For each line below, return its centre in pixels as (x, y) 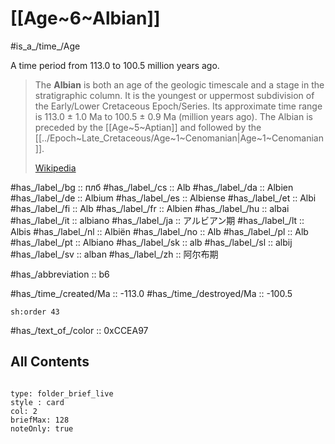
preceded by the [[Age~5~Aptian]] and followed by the (148, 127)
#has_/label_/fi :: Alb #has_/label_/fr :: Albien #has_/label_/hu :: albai (150, 208)
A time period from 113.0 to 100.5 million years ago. (115, 65)
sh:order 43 (35, 312)
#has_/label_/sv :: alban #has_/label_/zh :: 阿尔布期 (114, 254)
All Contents (50, 362)
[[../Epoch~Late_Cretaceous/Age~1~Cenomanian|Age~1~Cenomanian (179, 138)
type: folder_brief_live (62, 393)
